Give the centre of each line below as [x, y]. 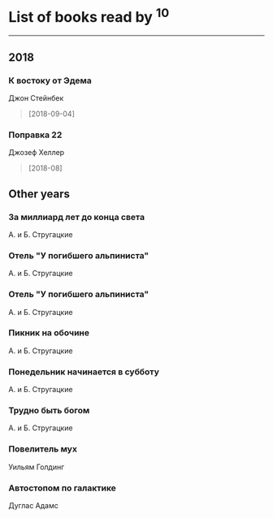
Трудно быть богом [49, 411]
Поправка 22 [35, 135]
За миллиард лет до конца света [76, 217]
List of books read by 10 [89, 16]
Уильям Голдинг [37, 467]
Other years [39, 194]
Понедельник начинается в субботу [84, 372]
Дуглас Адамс [33, 506]
